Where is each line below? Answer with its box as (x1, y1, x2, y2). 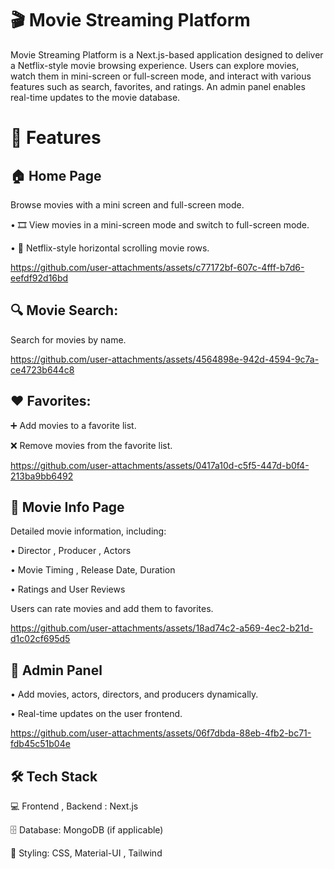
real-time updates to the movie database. (10, 91, 181, 103)
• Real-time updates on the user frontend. (10, 708, 183, 720)
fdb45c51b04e (10, 738, 71, 750)
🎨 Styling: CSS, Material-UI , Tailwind (10, 847, 163, 859)
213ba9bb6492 (10, 470, 74, 482)
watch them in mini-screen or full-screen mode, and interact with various (10, 70, 312, 82)
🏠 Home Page (10, 167, 102, 184)
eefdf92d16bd (10, 272, 69, 284)
